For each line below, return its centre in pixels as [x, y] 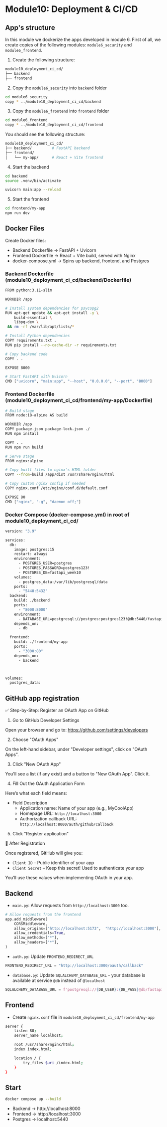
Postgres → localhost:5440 [40, 1119]
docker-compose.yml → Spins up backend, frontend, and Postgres [81, 261]
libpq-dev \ [26, 322]
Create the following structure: [44, 60]
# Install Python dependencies [38, 336]
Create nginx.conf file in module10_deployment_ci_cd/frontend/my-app [83, 1017]
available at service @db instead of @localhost [59, 980]
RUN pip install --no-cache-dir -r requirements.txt [61, 345]
